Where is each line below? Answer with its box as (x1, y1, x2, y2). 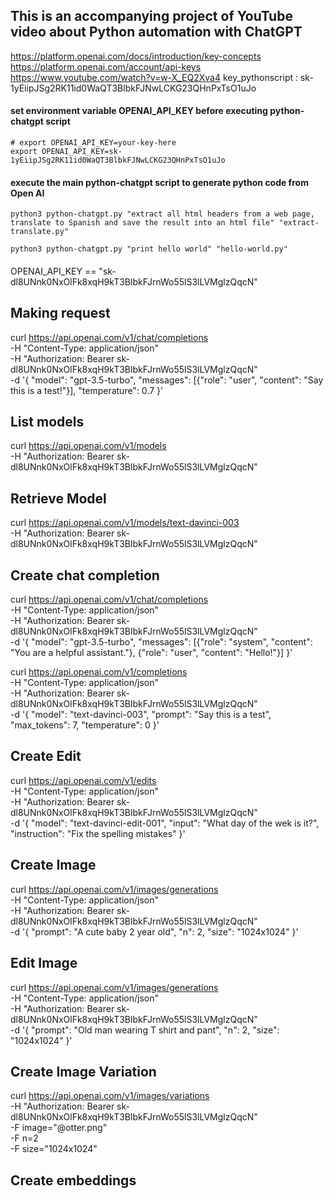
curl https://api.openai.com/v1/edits (10, 774, 157, 786)
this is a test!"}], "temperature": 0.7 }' (10, 384, 164, 396)
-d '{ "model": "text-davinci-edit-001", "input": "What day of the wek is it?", (10, 817, 320, 829)
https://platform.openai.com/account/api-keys (10, 60, 202, 73)
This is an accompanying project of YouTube (10, 8, 293, 25)
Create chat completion (10, 567, 160, 584)
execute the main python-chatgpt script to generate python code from (10, 176, 309, 188)
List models (10, 414, 85, 431)
